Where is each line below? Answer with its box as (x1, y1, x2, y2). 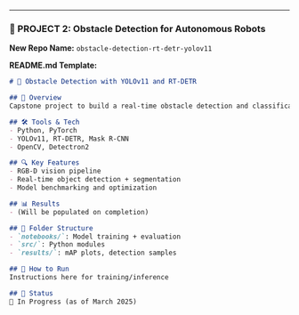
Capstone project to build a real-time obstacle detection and (9, 101, 249, 111)
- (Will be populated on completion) (9, 207, 149, 216)
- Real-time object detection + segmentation (9, 175, 181, 184)
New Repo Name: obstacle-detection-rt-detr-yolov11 (9, 43, 213, 53)
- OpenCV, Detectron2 (9, 142, 90, 151)
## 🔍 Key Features (9, 158, 80, 167)
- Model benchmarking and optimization (9, 183, 158, 192)
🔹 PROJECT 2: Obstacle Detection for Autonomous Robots (9, 22, 266, 35)
